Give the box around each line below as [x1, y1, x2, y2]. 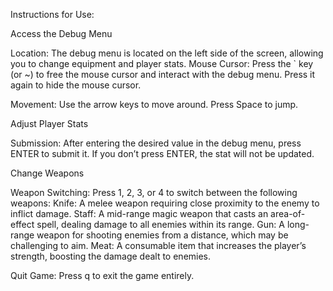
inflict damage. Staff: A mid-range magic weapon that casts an [10, 208, 269, 219]
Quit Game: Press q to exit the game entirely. [10, 270, 195, 281]
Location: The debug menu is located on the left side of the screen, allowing [10, 47, 324, 59]
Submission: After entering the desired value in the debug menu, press [10, 137, 302, 149]
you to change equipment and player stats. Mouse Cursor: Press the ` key [10, 58, 314, 69]
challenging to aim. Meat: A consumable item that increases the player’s [10, 240, 307, 251]
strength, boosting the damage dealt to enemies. [10, 250, 212, 262]
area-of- [270, 208, 306, 219]
